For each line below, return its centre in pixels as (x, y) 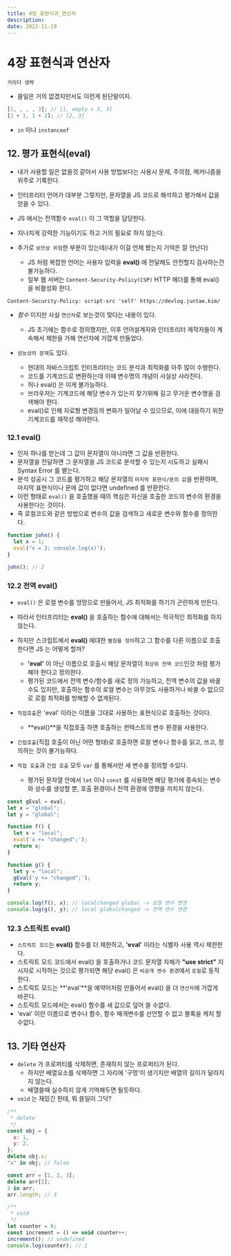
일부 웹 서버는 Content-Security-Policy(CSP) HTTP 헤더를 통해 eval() (123, 279)
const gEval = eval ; (37, 801)
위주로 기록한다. (38, 180)
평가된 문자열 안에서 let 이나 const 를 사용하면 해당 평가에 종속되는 (118, 779)
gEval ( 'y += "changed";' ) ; (52, 878)
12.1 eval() (24, 437)
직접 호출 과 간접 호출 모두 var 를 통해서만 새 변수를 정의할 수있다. (102, 765)
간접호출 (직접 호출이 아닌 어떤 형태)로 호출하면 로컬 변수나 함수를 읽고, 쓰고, (117, 741)
